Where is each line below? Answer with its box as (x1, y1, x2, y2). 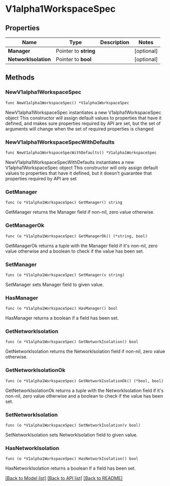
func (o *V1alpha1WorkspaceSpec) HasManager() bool (5, 306, 118, 311)
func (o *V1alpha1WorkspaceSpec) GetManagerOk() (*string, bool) (5, 233, 147, 239)
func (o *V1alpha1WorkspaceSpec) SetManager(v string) (5, 272, 125, 277)
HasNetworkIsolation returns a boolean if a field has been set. (5, 465, 136, 472)
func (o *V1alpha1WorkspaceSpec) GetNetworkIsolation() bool (5, 340, 139, 345)
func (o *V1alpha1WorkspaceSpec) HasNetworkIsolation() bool (5, 456, 139, 461)
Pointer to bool (56, 56, 92, 63)
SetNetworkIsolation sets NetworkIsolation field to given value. (5, 432, 138, 438)
